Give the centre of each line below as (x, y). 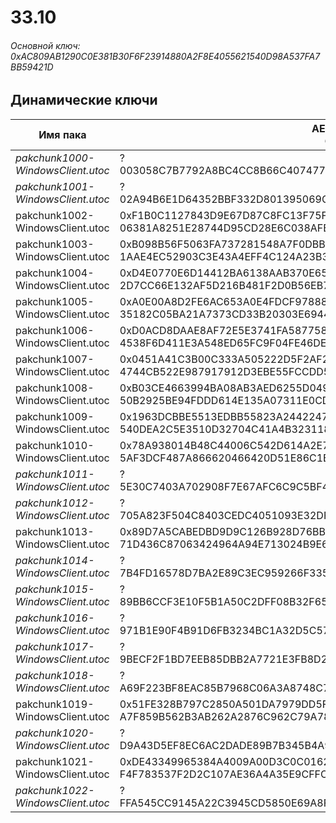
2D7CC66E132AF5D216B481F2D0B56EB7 (224, 285)
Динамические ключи (84, 100)
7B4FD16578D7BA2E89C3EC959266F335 (224, 573)
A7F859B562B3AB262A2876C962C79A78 (225, 716)
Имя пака (62, 134)
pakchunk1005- (55, 301)
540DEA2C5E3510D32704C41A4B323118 (225, 429)
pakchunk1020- (55, 733)
